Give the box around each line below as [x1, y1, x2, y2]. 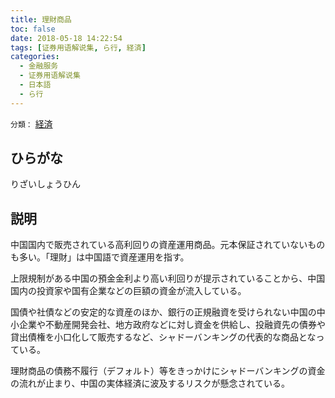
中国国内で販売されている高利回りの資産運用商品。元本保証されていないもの [10, 239, 326, 251]
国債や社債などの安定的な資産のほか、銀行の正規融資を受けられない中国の [10, 306, 317, 318]
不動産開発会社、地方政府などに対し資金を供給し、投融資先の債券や [44, 319, 326, 331]
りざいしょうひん [10, 178, 81, 190]
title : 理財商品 [10, 14, 72, 25]
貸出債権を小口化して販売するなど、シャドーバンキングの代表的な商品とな [10, 331, 317, 343]
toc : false [10, 24, 56, 34]
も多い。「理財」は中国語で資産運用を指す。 [10, 251, 190, 263]
